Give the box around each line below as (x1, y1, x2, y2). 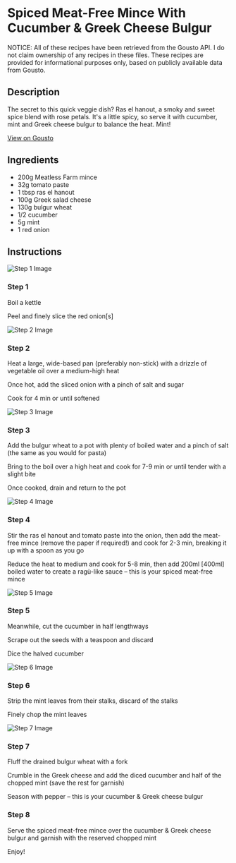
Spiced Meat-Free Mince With (7, 5, 187, 21)
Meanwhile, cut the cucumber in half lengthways (7, 622, 149, 630)
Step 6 (7, 680, 30, 690)
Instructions (7, 246, 62, 258)
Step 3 (7, 425, 30, 435)
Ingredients (7, 154, 59, 167)
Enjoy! (7, 847, 26, 855)
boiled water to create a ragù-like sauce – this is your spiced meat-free (7, 567, 213, 576)
